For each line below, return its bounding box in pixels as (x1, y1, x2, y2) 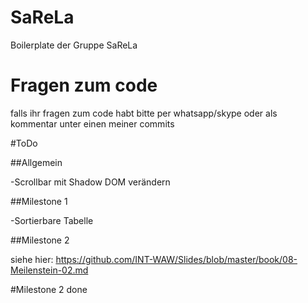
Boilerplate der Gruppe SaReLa (10, 39, 138, 51)
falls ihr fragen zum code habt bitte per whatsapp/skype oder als (10, 107, 278, 119)
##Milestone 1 (10, 195, 68, 207)
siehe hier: (10, 253, 54, 265)
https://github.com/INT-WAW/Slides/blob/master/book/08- (55, 253, 298, 265)
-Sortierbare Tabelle (10, 214, 94, 226)
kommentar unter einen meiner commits (10, 117, 175, 130)
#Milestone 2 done (10, 283, 88, 295)
